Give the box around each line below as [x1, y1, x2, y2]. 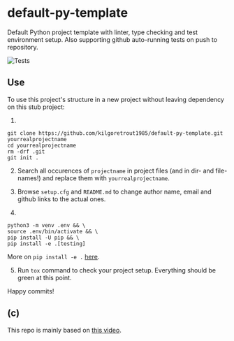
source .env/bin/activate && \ [7, 228, 98, 235]
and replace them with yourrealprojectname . [42, 173, 170, 182]
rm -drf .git [7, 148, 45, 155]
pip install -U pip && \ [7, 234, 80, 241]
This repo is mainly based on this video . [7, 326, 122, 334]
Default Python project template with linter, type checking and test [7, 28, 198, 36]
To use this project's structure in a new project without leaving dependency [7, 95, 225, 103]
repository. [7, 43, 38, 51]
